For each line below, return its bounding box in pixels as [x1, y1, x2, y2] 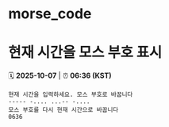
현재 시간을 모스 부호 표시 [8, 44, 163, 62]
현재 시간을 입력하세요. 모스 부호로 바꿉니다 [8, 90, 133, 99]
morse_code [8, 5, 92, 23]
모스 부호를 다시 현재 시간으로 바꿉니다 [8, 106, 119, 114]
